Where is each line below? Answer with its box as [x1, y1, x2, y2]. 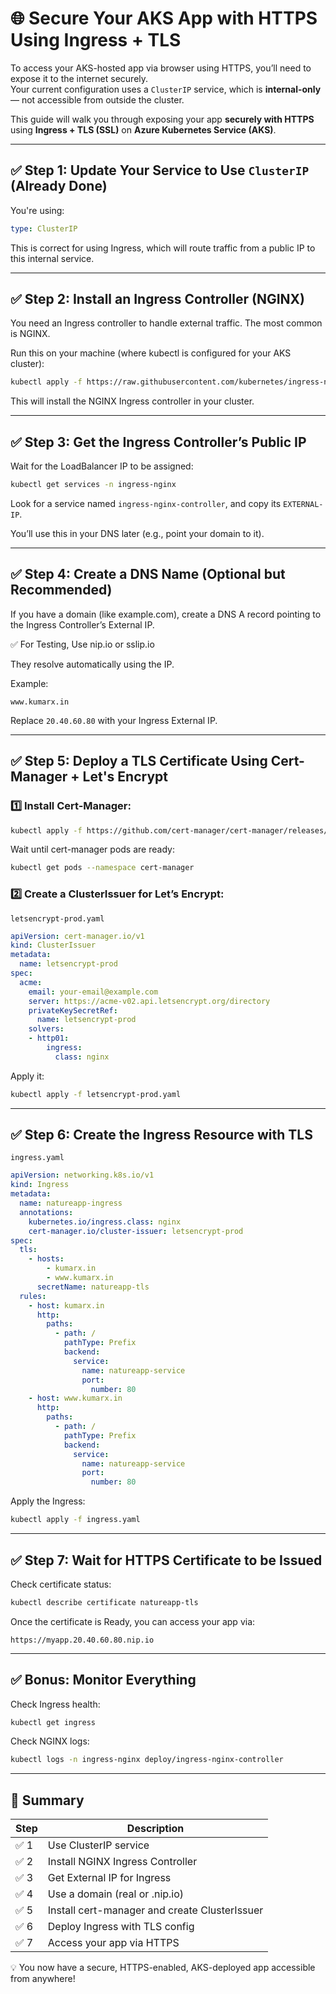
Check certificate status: [10, 1578, 112, 1590]
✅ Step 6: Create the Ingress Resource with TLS [10, 1127, 313, 1144]
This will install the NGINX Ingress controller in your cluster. [10, 395, 255, 407]
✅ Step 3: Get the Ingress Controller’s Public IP [10, 433, 307, 451]
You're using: [10, 204, 65, 216]
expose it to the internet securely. [10, 72, 149, 84]
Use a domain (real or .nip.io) [47, 1887, 185, 1901]
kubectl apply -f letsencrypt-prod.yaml [10, 1089, 182, 1099]
